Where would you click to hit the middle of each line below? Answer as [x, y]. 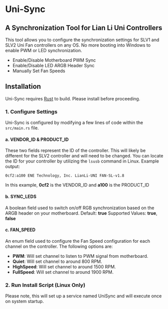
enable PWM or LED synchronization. [44, 50]
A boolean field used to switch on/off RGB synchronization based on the [80, 208]
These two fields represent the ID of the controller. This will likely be [75, 150]
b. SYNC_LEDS [21, 196]
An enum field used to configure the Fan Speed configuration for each [78, 241]
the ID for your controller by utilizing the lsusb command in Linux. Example [82, 161]
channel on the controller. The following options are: [59, 246]
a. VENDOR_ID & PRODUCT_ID [37, 139]
